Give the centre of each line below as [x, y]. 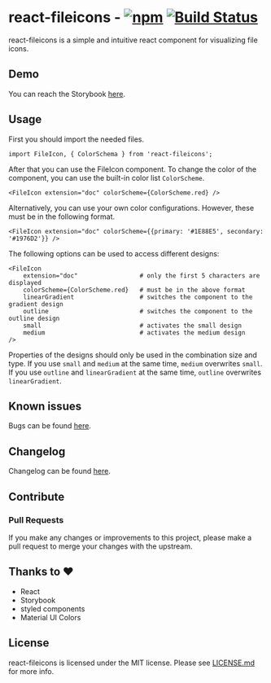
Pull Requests [36, 519]
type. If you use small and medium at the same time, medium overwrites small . [135, 363]
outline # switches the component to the [138, 311]
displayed [25, 282]
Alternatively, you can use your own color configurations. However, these [131, 208]
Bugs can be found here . [50, 426]
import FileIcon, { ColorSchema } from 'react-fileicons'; [111, 154]
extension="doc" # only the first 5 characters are [142, 276]
